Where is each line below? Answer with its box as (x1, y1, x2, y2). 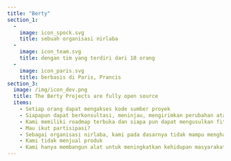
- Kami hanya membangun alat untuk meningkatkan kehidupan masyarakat (19, 144, 226, 151)
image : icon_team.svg (19, 49, 81, 55)
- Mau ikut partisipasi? (19, 125, 91, 132)
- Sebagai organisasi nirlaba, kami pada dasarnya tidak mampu (19, 131, 205, 138)
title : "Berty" (7, 10, 51, 17)
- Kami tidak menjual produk (19, 138, 103, 145)
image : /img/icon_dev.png (13, 86, 88, 93)
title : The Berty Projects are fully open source (13, 93, 158, 100)
